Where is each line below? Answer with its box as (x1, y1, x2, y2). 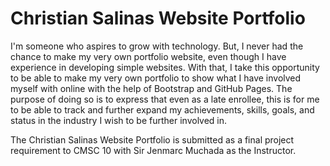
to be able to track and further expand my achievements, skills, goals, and (10, 103, 315, 116)
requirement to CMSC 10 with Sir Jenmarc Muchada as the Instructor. (10, 144, 297, 156)
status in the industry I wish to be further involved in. (10, 114, 228, 126)
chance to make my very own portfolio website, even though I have (10, 50, 287, 62)
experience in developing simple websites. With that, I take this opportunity (10, 61, 320, 73)
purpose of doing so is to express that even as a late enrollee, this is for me (10, 93, 320, 105)
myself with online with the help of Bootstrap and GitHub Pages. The (10, 82, 293, 94)
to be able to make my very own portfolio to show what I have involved (10, 72, 302, 84)
